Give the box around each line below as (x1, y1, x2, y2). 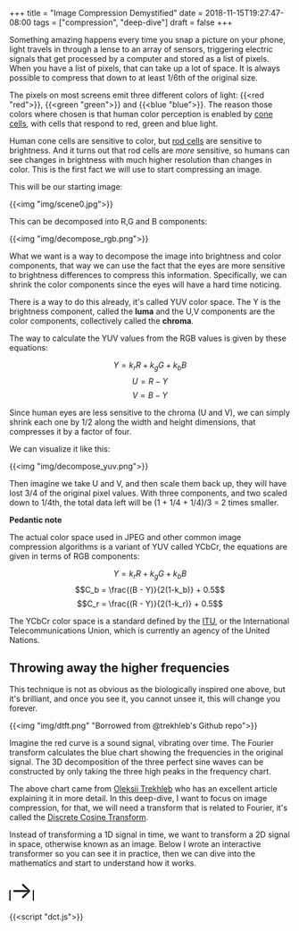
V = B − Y (132, 389, 168, 401)
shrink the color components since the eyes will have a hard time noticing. (9, 279, 282, 290)
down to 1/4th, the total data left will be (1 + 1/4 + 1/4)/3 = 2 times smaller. (9, 496, 279, 508)
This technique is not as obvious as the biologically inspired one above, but (9, 684, 286, 695)
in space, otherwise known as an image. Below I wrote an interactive (9, 839, 262, 850)
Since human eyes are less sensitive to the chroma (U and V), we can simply (9, 407, 290, 418)
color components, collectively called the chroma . (9, 316, 195, 326)
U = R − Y (132, 376, 168, 386)
